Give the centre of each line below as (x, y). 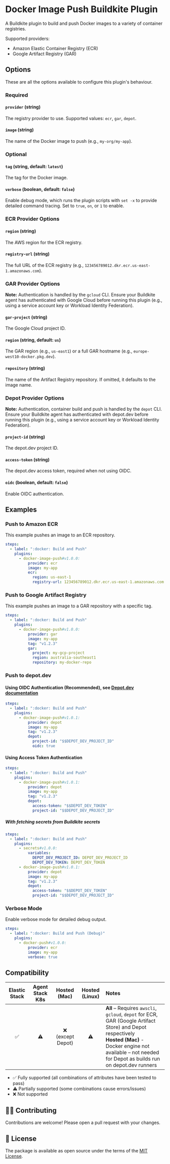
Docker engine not (127, 1046)
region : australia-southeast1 (64, 658)
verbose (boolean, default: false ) (40, 189)
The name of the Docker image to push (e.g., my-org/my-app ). (69, 141)
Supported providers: (27, 38)
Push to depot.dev (28, 675)
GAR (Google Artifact (131, 1021)
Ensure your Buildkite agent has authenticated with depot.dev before (77, 414)
